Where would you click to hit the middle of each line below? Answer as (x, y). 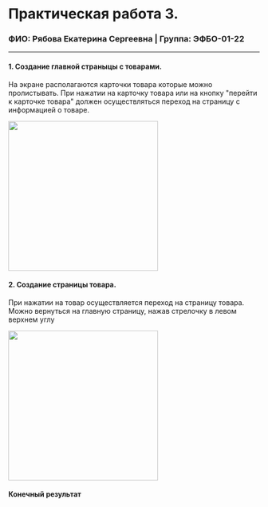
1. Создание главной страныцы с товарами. (85, 67)
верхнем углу (32, 319)
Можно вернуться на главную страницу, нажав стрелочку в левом (122, 311)
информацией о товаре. (49, 109)
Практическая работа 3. (93, 14)
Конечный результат (45, 494)
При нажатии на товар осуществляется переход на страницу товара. (126, 302)
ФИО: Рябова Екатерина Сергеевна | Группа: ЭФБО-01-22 (126, 39)
